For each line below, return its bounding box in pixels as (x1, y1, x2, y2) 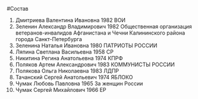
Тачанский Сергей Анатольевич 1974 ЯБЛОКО (15, 74, 133, 81)
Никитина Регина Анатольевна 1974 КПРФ (15, 55, 124, 61)
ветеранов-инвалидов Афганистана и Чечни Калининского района (15, 29, 186, 36)
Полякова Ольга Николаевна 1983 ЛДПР (15, 67, 120, 74)
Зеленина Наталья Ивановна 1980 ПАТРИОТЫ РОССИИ (15, 42, 158, 49)
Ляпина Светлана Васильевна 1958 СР (15, 48, 114, 55)
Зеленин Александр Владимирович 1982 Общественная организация (15, 23, 192, 30)
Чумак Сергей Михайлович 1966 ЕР (15, 86, 106, 93)
